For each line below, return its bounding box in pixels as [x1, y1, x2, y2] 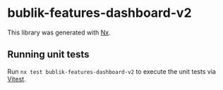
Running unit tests [7, 49, 90, 60]
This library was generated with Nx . [7, 28, 111, 37]
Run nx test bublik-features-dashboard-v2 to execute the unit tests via [7, 67, 217, 75]
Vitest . [7, 75, 26, 83]
